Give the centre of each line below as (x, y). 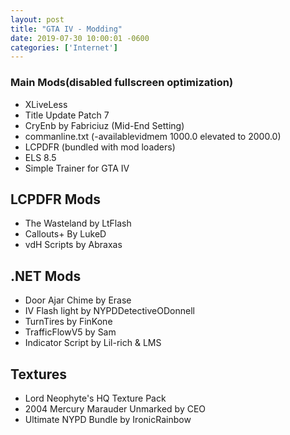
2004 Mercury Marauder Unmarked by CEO (115, 408)
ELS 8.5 (40, 157)
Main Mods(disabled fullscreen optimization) (122, 83)
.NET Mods (46, 276)
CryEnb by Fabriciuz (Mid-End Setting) (104, 125)
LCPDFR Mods (56, 199)
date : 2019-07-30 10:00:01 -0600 (80, 38)
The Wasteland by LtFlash (78, 223)
